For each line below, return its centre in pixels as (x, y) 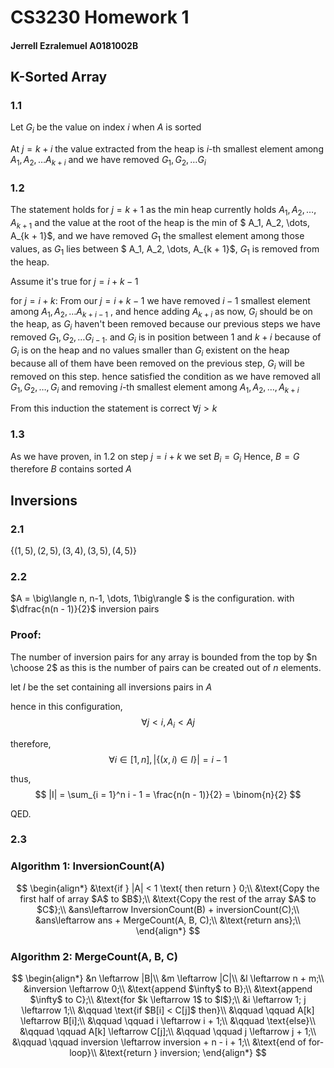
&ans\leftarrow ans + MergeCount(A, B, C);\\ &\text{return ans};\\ (168, 920)
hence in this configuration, (66, 706)
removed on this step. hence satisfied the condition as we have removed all (166, 376)
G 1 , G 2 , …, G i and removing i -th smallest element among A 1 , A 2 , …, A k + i (155, 388)
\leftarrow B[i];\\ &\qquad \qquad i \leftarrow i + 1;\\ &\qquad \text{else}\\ (168, 1021)
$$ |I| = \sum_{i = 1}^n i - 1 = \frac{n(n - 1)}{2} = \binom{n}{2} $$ (168, 794)
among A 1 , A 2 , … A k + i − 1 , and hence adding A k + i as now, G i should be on (161, 312)
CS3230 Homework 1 (100, 17)
